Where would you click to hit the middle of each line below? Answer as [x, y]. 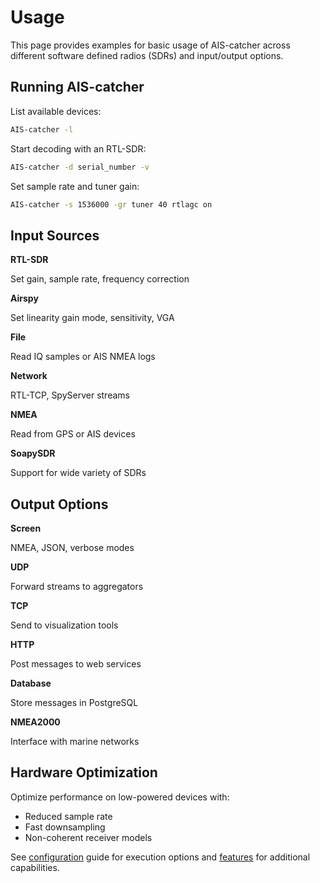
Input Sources [55, 235]
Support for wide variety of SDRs [78, 473]
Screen [26, 528]
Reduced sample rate [68, 816]
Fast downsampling [65, 827]
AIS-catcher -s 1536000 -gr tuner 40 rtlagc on [111, 204]
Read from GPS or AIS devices [73, 434]
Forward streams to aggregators [77, 586]
